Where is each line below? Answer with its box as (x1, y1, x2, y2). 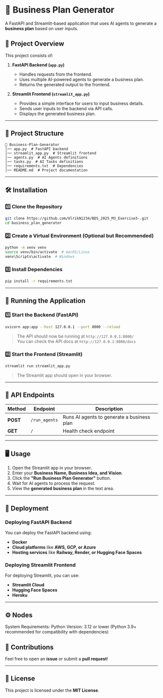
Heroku (12, 592, 28, 598)
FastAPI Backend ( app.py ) (12, 62, 65, 67)
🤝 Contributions (5, 643, 54, 651)
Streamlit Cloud (12, 582, 45, 588)
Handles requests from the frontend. (19, 71, 93, 77)
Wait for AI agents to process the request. (12, 480, 96, 487)
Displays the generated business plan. (19, 111, 96, 116)
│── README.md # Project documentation (5, 167, 88, 173)
